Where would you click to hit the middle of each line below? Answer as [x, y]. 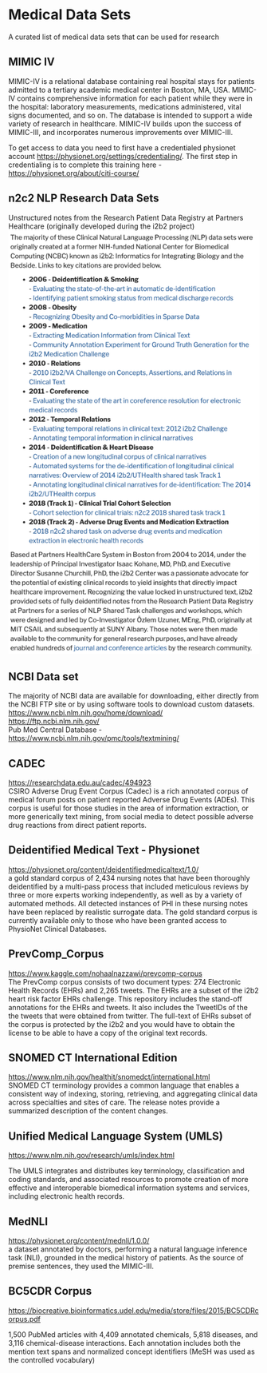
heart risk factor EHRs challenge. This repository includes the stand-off [126, 999]
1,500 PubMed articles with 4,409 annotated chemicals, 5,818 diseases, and [133, 1334]
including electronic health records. [67, 1196]
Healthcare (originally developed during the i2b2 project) [102, 226]
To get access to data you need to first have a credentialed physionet [122, 147]
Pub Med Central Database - [55, 730]
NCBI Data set [43, 677]
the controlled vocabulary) [52, 1359]
